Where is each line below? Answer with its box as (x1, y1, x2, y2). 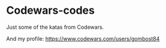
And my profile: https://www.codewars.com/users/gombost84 (6, 35, 160, 42)
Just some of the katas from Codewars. (6, 23, 104, 31)
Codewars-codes (6, 4, 95, 17)
